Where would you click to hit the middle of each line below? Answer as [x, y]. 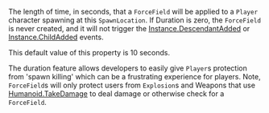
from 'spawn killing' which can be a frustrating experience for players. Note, [135, 77]
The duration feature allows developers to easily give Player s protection [128, 68]
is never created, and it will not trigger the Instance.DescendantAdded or [129, 28]
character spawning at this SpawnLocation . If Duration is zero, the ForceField [135, 20]
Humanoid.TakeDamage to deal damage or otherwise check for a [116, 94]
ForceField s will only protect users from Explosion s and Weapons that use [132, 85]
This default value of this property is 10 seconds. [89, 52]
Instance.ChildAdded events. [56, 37]
